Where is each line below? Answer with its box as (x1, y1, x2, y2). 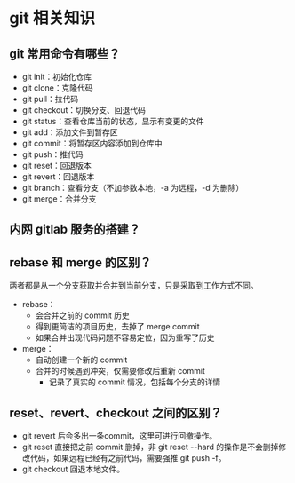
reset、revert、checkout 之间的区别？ (9, 405, 222, 420)
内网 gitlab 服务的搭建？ (9, 222, 140, 237)
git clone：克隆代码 (21, 83, 93, 93)
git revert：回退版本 (21, 171, 95, 182)
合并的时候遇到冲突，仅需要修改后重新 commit (35, 366, 206, 376)
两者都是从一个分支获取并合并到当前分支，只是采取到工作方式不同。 (9, 281, 259, 291)
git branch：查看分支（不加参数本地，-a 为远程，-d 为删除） (21, 183, 244, 193)
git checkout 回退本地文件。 (21, 463, 125, 475)
